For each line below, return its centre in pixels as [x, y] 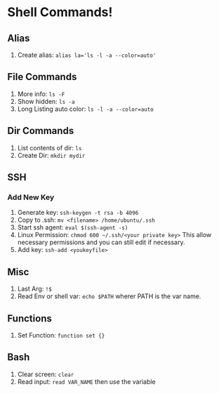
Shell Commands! [60, 12]
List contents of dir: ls [49, 147]
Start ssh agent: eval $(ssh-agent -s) [73, 227]
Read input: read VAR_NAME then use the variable [86, 381]
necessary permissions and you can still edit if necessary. [101, 242]
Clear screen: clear [46, 374]
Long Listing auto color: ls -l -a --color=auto [86, 109]
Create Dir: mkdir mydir [51, 155]
